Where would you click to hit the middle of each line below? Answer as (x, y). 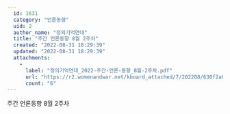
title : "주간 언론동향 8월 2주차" (56, 39)
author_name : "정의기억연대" (50, 32)
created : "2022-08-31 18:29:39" (60, 45)
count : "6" (41, 83)
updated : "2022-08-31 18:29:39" (60, 52)
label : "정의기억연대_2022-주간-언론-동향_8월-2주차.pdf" (99, 70)
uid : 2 (23, 26)
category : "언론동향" (41, 20)
